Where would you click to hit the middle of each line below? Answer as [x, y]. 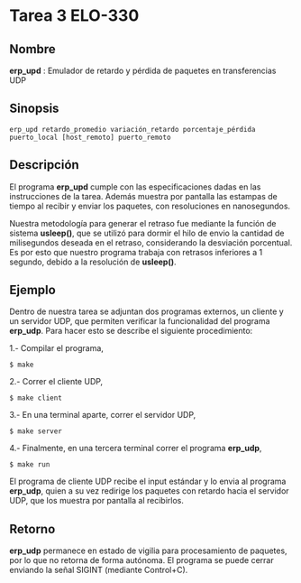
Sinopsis [34, 109]
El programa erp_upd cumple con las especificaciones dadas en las [135, 187]
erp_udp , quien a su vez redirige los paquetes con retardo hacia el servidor [150, 491]
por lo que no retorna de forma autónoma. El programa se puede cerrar [141, 560]
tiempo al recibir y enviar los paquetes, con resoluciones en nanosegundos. [150, 206]
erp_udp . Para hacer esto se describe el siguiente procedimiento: [131, 331]
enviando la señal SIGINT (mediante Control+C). [99, 570]
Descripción [44, 165]
